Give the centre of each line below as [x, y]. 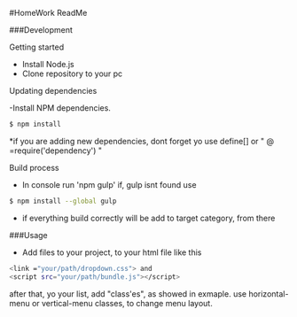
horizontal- [268, 294]
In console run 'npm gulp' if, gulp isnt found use [109, 184]
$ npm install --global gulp [63, 201]
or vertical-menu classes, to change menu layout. [122, 303]
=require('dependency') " [56, 151]
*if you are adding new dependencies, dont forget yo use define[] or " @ [142, 141]
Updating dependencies [53, 91]
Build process [34, 167]
